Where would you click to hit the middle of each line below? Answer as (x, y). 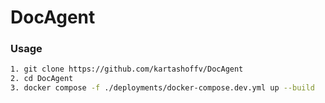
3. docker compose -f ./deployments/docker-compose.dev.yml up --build (162, 88)
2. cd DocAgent (42, 79)
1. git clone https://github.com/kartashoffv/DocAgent (127, 69)
